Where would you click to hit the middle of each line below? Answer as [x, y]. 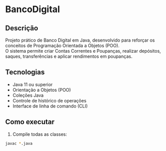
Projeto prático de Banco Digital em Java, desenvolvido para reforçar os [80, 40]
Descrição [22, 28]
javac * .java [19, 143]
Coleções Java [28, 95]
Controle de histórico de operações [49, 100]
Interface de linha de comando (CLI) [50, 106]
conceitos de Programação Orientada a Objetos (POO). [62, 46]
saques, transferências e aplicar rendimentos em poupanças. [69, 56]
